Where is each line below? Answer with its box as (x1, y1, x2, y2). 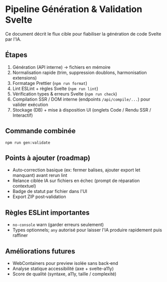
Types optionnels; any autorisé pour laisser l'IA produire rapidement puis (12, 227, 162, 233)
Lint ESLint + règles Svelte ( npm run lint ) (12, 85, 99, 91)
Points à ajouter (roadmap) (5, 153, 90, 162)
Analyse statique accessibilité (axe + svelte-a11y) (12, 265, 114, 271)
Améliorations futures (5, 247, 75, 255)
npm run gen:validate (5, 140, 51, 145)
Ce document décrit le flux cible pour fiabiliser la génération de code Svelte (5, 31, 161, 37)
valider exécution (12, 102, 49, 108)
